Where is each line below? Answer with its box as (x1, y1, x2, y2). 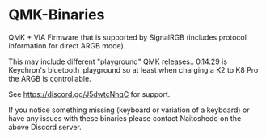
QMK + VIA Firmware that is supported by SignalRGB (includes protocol (8, 32, 247, 42)
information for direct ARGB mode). (8, 40, 126, 50)
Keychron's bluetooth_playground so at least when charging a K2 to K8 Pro (8, 65, 259, 74)
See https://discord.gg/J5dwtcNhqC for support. (8, 89, 171, 98)
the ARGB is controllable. (8, 73, 91, 83)
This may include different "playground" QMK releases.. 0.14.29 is (8, 56, 228, 66)
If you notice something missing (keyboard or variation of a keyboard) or (8, 105, 250, 115)
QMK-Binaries (8, 6, 105, 24)
